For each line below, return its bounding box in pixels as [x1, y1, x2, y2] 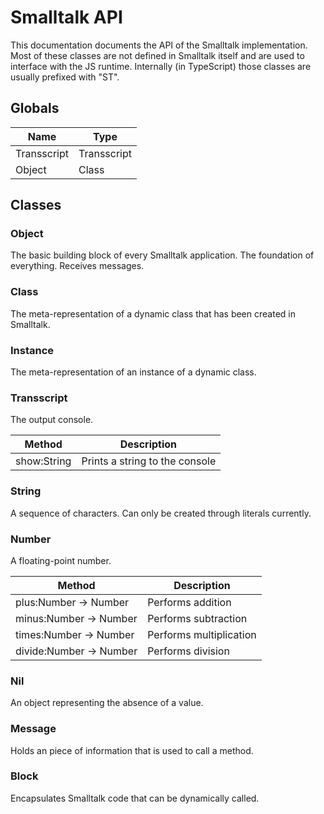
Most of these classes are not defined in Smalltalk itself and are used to [10, 49, 305, 61]
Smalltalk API [10, 6, 123, 29]
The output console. [10, 414, 94, 426]
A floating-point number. [10, 554, 112, 566]
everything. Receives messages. [10, 260, 145, 272]
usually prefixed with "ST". [10, 71, 120, 83]
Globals [10, 100, 60, 117]
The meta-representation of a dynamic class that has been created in [10, 307, 296, 320]
